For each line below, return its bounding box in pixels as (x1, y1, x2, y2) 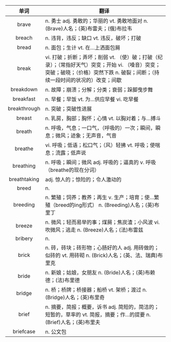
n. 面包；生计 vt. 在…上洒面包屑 (45, 44, 121, 51)
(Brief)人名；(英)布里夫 (45, 319, 101, 326)
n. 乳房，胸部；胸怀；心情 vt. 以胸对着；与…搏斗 (45, 115, 161, 122)
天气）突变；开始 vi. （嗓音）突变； (75, 61, 161, 68)
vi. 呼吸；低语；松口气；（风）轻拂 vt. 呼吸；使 (45, 142, 155, 148)
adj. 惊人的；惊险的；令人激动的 (45, 176, 122, 183)
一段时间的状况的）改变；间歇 (50, 76, 122, 84)
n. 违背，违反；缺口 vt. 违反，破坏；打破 (45, 35, 141, 41)
